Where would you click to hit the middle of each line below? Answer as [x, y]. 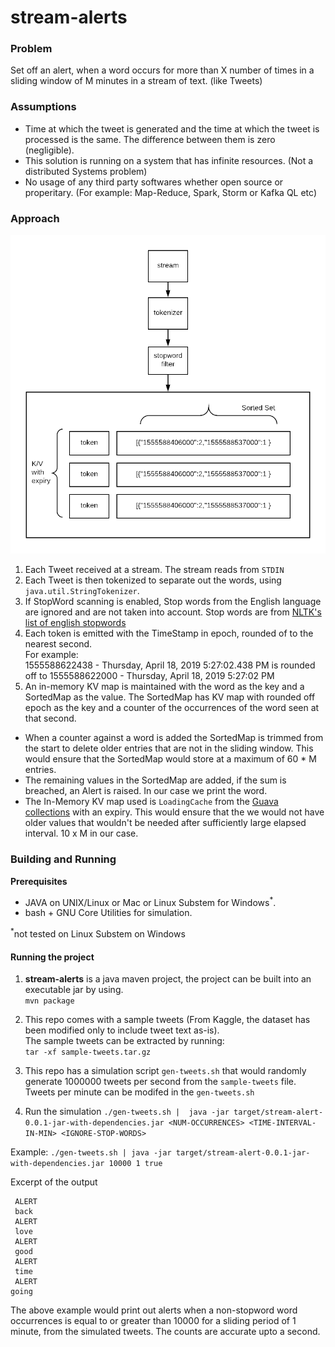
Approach [35, 218]
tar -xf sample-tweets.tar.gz [88, 1052]
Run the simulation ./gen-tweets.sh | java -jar [127, 1112]
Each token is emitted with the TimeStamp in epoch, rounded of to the [169, 633]
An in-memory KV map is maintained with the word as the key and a [164, 687]
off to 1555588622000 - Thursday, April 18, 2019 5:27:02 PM [149, 676]
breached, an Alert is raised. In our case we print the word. [146, 791]
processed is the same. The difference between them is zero [150, 139]
